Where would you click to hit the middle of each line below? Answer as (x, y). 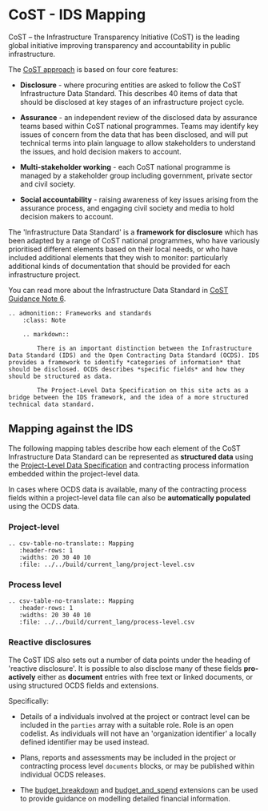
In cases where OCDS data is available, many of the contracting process (128, 489)
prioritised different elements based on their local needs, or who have (123, 249)
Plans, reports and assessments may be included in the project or (128, 757)
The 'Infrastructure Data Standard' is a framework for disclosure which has (133, 232)
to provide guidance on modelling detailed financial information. (125, 798)
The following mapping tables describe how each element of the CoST (125, 448)
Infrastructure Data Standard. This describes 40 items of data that (128, 93)
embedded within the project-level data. (74, 473)
